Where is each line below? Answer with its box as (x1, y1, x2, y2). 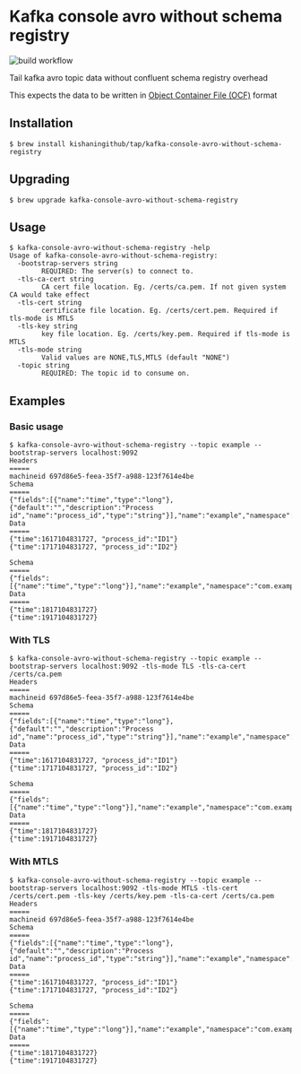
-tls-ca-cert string (17, 275, 94, 284)
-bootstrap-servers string (17, 259, 118, 268)
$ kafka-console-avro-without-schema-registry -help (9, 244, 211, 253)
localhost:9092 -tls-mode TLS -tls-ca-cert (81, 662, 246, 671)
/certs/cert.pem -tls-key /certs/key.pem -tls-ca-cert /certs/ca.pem (9, 891, 275, 900)
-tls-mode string (17, 345, 82, 355)
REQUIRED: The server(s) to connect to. (41, 267, 194, 276)
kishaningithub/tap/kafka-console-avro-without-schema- (69, 139, 282, 149)
